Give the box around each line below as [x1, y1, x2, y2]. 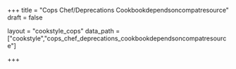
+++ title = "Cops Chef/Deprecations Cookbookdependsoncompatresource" [7, 6, 229, 14]
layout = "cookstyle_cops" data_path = [7, 27, 120, 35]
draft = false [7, 13, 43, 22]
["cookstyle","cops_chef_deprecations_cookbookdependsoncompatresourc [7, 34, 227, 43]
